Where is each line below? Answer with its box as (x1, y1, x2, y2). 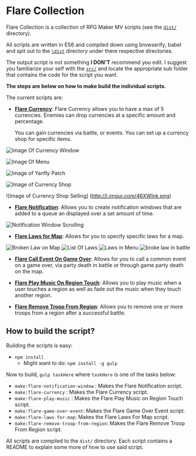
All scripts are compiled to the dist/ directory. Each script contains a (6, 437, 173, 444)
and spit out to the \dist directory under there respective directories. (6, 47, 173, 54)
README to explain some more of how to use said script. (6, 443, 144, 450)
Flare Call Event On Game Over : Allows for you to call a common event (14, 255, 187, 262)
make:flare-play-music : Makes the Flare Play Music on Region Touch (14, 394, 183, 401)
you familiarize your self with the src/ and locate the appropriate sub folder (6, 65, 188, 72)
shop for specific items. (14, 135, 72, 142)
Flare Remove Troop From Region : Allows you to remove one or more (14, 303, 183, 310)
